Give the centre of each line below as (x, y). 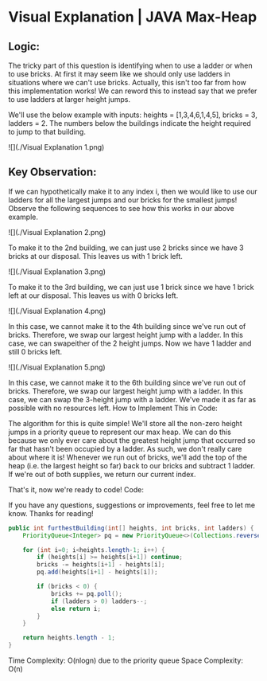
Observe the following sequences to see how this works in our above (121, 208)
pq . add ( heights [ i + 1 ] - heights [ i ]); (97, 572)
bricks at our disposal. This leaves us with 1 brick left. (95, 256)
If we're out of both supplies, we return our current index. (102, 474)
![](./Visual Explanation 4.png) (57, 311)
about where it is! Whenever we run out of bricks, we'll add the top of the (128, 457)
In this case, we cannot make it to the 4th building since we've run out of (127, 326)
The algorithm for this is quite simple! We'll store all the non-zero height (125, 423)
